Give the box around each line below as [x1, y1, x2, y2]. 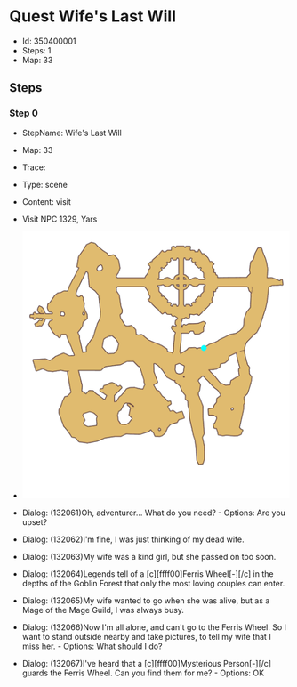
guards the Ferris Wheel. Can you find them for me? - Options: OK [21, 667, 265, 678]
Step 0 [9, 107, 38, 119]
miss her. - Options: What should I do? [21, 641, 163, 651]
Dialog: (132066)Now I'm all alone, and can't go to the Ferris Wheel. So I [21, 621, 287, 633]
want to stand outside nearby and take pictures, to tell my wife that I [21, 631, 271, 642]
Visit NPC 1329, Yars [21, 214, 98, 224]
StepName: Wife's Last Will [21, 127, 122, 138]
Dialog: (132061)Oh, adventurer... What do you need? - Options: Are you [21, 507, 286, 518]
